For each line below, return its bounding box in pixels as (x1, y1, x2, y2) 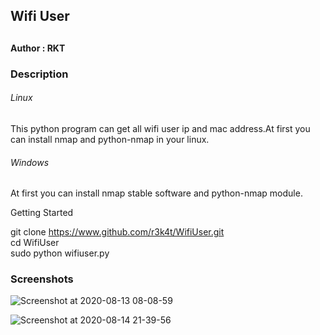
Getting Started (10, 207, 74, 219)
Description (10, 67, 69, 81)
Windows (10, 156, 50, 168)
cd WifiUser (10, 237, 60, 249)
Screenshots (10, 272, 74, 286)
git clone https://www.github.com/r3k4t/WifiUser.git (10, 226, 225, 238)
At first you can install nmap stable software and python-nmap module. (10, 187, 303, 199)
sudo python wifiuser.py (10, 247, 110, 259)
